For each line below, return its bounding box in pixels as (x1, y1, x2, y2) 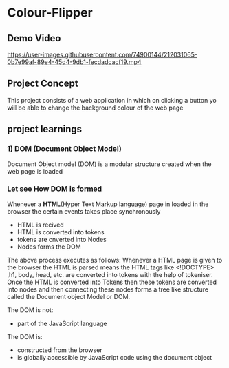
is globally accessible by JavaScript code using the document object (17, 353, 212, 361)
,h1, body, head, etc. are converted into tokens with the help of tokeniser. (7, 270, 213, 278)
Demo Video (7, 32, 61, 44)
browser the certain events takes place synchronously (7, 207, 161, 215)
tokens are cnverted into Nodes (17, 235, 107, 243)
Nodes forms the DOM (17, 243, 81, 251)
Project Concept (7, 78, 79, 90)
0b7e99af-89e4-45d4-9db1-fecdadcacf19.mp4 (7, 58, 142, 66)
